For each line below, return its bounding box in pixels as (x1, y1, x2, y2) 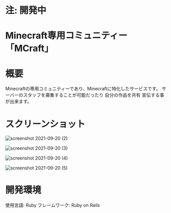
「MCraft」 (5, 43, 54, 54)
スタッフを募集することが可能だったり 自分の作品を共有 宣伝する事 (22, 92, 164, 98)
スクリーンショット (5, 118, 86, 130)
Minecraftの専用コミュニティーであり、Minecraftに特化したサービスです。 (5, 86, 161, 92)
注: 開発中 (5, 5, 46, 16)
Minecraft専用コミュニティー (5, 30, 128, 41)
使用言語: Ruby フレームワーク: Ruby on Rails (5, 202, 100, 208)
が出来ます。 (5, 98, 32, 104)
